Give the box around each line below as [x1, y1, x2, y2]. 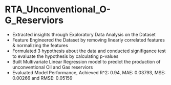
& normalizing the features [12, 42, 69, 48]
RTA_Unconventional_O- [5, 4, 111, 15]
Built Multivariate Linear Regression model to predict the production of [12, 58, 161, 65]
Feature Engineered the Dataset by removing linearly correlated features [12, 37, 165, 43]
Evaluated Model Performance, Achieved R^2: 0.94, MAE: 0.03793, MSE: [12, 69, 166, 75]
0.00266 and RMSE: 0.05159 [12, 75, 73, 81]
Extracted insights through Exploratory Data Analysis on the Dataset [12, 31, 156, 37]
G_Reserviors [5, 14, 63, 26]
